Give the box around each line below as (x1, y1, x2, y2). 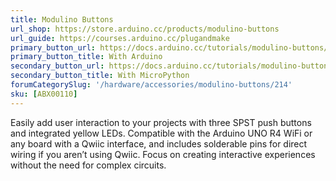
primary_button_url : (10, 42, 97, 53)
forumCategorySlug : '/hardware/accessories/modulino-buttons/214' (10, 80, 293, 90)
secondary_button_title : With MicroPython (10, 71, 190, 81)
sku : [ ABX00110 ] (10, 89, 78, 99)
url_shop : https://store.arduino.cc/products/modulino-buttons (10, 24, 280, 34)
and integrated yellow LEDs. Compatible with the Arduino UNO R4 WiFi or (10, 127, 313, 139)
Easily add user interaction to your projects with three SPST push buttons (10, 116, 312, 128)
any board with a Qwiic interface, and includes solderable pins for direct (10, 137, 308, 150)
